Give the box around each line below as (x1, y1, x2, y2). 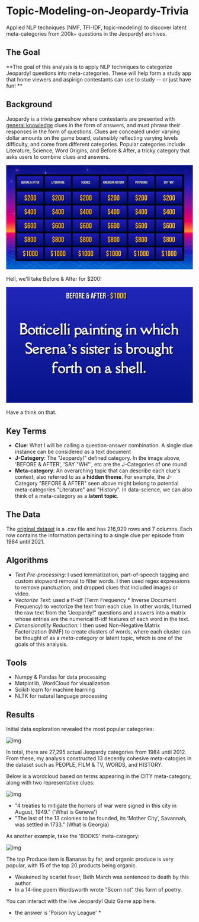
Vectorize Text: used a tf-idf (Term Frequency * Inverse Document (14, 596, 176, 603)
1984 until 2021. (6, 538, 45, 545)
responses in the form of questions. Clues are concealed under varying (6, 128, 181, 135)
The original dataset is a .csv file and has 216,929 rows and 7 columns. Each (6, 525, 192, 532)
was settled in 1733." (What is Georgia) (14, 821, 110, 828)
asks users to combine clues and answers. (6, 153, 110, 160)
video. (14, 590, 31, 597)
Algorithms (6, 555, 49, 566)
